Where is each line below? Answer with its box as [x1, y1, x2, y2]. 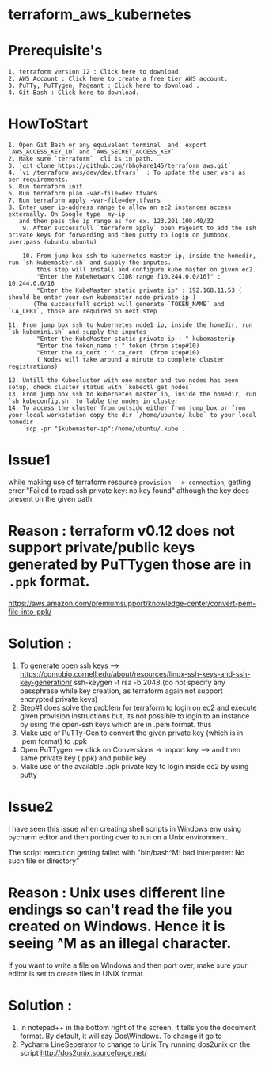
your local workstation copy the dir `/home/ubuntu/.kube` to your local [8, 411, 257, 419]
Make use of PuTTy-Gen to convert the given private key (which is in [19, 728, 244, 737]
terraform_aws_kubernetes [8, 6, 191, 24]
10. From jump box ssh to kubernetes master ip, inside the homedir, [22, 252, 257, 260]
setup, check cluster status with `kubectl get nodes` [8, 384, 193, 392]
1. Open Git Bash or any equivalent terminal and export [8, 141, 207, 150]
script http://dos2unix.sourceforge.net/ [19, 1048, 148, 1057]
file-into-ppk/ [8, 607, 52, 616]
